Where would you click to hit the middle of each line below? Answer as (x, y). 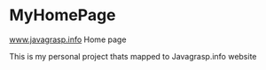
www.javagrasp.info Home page (68, 39)
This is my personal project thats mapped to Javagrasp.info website (133, 56)
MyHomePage (63, 15)
